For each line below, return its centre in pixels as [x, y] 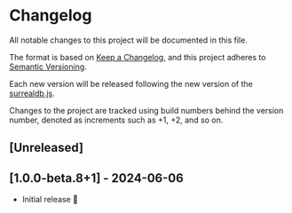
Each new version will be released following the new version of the [131, 83]
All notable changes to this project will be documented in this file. [129, 40]
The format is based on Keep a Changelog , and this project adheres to [138, 57]
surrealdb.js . [32, 93]
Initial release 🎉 [50, 200]
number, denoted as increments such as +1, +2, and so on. [116, 120]
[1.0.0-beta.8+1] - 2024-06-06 [96, 178]
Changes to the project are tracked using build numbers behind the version [146, 110]
